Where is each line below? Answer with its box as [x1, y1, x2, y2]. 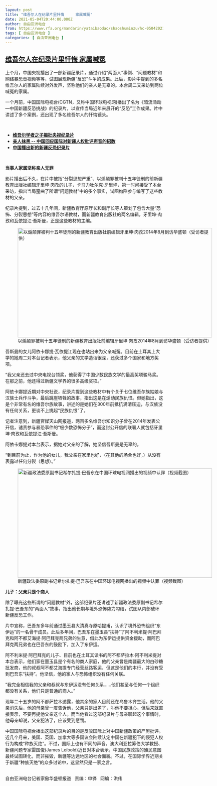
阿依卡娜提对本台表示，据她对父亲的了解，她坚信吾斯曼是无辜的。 [5, 441, 141, 447]
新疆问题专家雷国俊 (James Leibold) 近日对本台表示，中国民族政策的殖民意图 [5, 746, 162, 753]
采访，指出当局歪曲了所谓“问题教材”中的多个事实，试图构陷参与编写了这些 [5, 188, 159, 194]
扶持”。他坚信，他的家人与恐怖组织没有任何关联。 [25, 671, 128, 677]
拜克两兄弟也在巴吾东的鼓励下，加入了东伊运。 [5, 641, 102, 647]
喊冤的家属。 [5, 88, 32, 94]
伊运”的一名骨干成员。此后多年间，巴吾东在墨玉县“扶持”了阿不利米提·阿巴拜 [5, 628, 162, 635]
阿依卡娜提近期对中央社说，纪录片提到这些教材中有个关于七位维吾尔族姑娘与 [5, 388, 163, 395]
